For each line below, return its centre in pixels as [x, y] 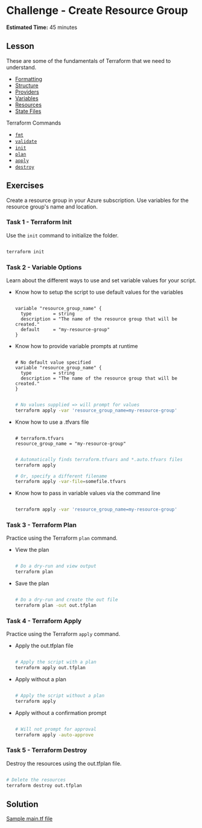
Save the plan [32, 583]
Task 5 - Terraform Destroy [47, 750]
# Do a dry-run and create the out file [66, 600]
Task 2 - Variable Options [44, 267]
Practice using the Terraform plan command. [62, 538]
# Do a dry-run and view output [55, 566]
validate [26, 141]
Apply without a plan [40, 679]
